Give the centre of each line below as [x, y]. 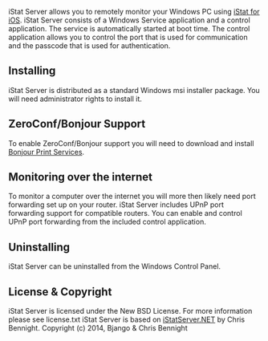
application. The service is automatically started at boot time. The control [129, 28]
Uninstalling [39, 247]
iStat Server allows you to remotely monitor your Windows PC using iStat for [134, 12]
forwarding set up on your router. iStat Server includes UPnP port [116, 205]
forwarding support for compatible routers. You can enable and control [125, 213]
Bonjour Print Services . [47, 152]
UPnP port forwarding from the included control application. [107, 222]
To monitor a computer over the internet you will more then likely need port [132, 197]
